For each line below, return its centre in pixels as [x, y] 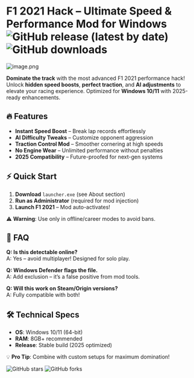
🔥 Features [27, 116]
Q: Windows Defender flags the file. [52, 270]
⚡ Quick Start [32, 177]
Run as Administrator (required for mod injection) [77, 200]
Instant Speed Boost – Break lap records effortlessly [80, 131]
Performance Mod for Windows [87, 24]
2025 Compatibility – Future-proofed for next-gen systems [89, 157]
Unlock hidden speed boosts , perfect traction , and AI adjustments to [94, 84]
